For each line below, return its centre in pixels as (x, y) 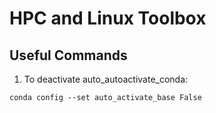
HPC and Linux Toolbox (108, 18)
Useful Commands (68, 55)
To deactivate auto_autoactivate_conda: (106, 79)
